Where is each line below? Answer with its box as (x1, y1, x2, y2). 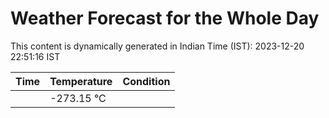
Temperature (49, 74, 113, 88)
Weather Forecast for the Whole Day (10, 7, 320, 30)
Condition (122, 74, 171, 88)
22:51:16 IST (10, 50, 61, 62)
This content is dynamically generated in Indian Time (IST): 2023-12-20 (10, 40, 305, 52)
